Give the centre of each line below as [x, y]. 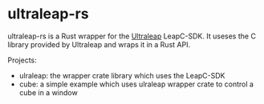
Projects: [22, 60]
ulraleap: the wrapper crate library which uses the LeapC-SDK [122, 75]
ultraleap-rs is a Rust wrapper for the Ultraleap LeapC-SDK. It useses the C [132, 36]
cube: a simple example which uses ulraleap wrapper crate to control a [136, 84]
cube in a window [48, 92]
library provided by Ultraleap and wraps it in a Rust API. [99, 44]
